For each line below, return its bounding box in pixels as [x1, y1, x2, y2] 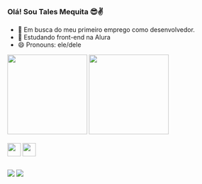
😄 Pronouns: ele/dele [17, 40, 82, 49]
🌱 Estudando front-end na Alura [17, 33, 111, 42]
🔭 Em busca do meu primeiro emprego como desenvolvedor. [17, 25, 195, 34]
